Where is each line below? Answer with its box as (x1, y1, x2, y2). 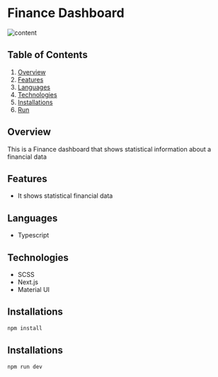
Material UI (17, 286, 50, 293)
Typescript (17, 231, 50, 240)
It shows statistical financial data (17, 191, 113, 200)
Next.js (17, 278, 39, 286)
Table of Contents (7, 49, 88, 61)
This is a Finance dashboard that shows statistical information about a (7, 145, 212, 153)
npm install (7, 325, 42, 332)
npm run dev (7, 363, 42, 370)
